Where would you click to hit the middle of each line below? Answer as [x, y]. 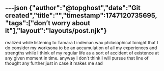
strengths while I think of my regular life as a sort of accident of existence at [82, 53]
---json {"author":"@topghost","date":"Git [73, 8]
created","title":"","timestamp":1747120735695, [81, 16]
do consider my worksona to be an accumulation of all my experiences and [81, 48]
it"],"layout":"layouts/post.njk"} [56, 31]
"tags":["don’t [28, 23]
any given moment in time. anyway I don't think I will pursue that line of [77, 58]
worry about [71, 23]
